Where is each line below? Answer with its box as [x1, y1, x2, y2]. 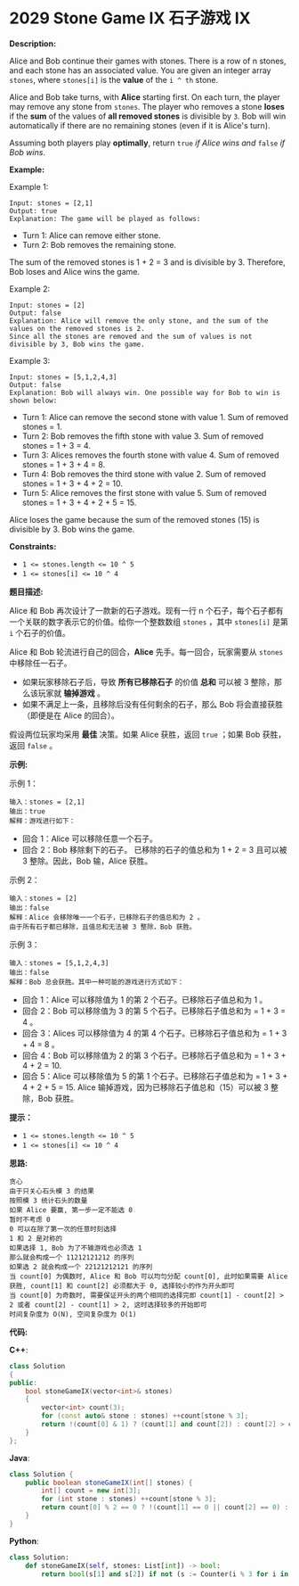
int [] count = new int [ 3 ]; [41, 1486, 141, 1495]
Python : [9, 1535, 39, 1546]
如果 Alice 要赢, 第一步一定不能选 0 [9, 1205, 133, 1214]
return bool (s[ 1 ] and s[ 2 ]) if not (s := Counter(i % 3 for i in [41, 1569, 289, 1579]
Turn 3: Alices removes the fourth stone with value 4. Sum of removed [21, 450, 279, 460]
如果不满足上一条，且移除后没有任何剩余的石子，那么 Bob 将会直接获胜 [21, 698, 283, 709]
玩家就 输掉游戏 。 [37, 688, 105, 698]
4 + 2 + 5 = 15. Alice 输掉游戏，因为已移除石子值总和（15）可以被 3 [21, 1081, 269, 1093]
